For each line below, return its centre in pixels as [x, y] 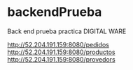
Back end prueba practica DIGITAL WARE [67, 31]
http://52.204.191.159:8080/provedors [61, 59]
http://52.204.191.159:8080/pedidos [58, 44]
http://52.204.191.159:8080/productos [61, 52]
